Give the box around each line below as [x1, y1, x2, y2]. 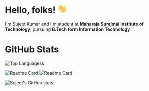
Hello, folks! [5, 4, 56, 16]
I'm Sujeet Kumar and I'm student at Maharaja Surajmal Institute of [5, 21, 144, 27]
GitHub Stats [5, 44, 59, 55]
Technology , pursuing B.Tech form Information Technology [5, 26, 130, 32]
